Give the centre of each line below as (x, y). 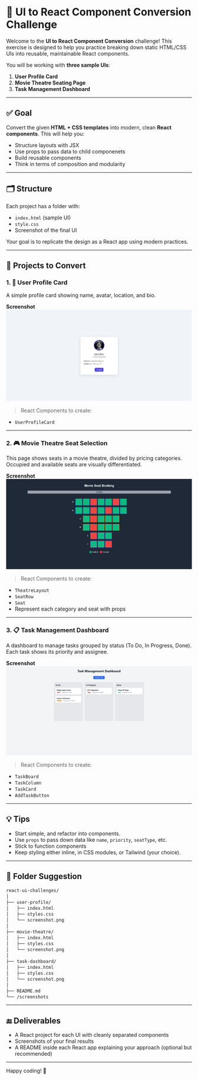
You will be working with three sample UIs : (58, 65)
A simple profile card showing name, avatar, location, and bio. (81, 296)
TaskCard (25, 789)
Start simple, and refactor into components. (67, 833)
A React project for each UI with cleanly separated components (92, 1035)
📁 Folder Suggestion (44, 876)
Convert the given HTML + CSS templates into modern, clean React (89, 127)
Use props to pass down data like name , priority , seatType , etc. (91, 839)
